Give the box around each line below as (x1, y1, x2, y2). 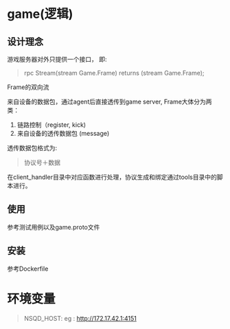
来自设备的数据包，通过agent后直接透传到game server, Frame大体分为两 (7, 97, 212, 106)
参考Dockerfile (7, 265, 49, 273)
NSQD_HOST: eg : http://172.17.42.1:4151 (23, 314, 137, 322)
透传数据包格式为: (7, 144, 58, 151)
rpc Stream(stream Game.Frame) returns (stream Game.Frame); (23, 69, 205, 77)
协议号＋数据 (23, 158, 60, 167)
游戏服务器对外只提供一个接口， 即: (7, 56, 107, 63)
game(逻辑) (7, 6, 73, 22)
